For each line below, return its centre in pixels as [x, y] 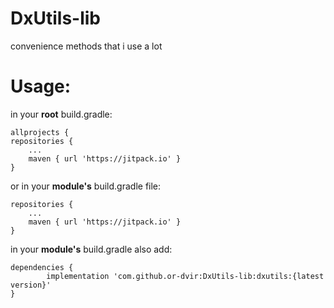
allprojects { [40, 132]
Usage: [41, 86]
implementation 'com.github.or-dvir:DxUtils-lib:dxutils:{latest [185, 276]
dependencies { [42, 267]
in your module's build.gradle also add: [91, 249]
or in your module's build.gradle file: [86, 186]
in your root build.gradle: [61, 114]
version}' [31, 285]
